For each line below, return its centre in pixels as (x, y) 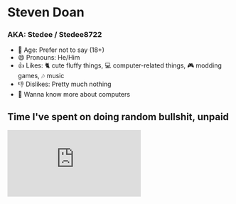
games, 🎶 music (41, 76)
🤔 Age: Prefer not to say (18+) (61, 50)
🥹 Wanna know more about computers (74, 95)
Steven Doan (46, 12)
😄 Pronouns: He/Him (49, 58)
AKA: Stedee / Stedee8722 (55, 35)
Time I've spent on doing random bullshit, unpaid (118, 117)
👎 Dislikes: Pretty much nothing (64, 84)
